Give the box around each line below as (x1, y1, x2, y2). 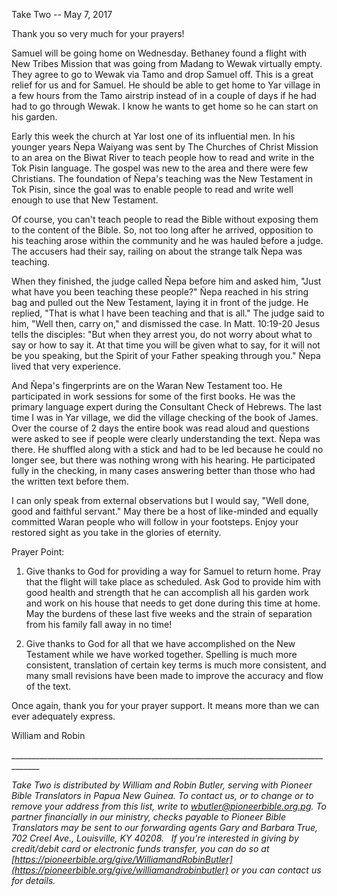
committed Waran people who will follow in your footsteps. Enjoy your (11, 516, 299, 528)
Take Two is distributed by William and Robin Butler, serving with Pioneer (11, 779, 313, 791)
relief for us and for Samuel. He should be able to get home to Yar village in (11, 79, 321, 91)
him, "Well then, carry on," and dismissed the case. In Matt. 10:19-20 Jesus (11, 318, 321, 329)
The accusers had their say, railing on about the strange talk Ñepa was (11, 245, 303, 257)
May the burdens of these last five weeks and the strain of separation (25, 608, 313, 619)
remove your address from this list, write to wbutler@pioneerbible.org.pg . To (11, 800, 327, 812)
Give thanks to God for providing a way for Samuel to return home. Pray (25, 565, 321, 577)
